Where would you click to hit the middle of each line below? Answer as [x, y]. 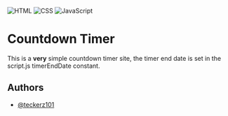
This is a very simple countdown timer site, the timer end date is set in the [114, 58]
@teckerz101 [36, 104]
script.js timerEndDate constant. [54, 66]
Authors [26, 88]
